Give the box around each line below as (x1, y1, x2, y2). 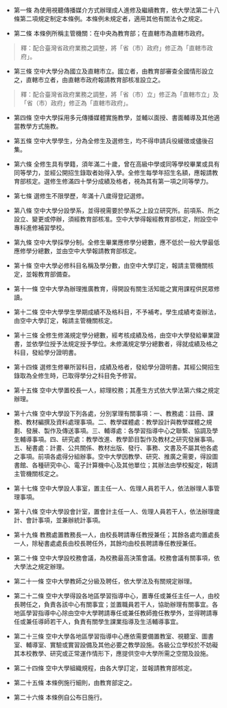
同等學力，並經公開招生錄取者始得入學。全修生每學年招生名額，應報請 (13, 169, 213, 177)
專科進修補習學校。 (13, 224, 69, 232)
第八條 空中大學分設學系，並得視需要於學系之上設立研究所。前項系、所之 (13, 206, 220, 215)
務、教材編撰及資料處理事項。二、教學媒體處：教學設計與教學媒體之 (13, 418, 206, 426)
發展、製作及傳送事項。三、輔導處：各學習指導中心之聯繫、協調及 (25, 427, 213, 435)
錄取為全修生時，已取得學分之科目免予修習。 (13, 372, 141, 380)
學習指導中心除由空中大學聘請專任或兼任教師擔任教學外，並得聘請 (25, 609, 213, 617)
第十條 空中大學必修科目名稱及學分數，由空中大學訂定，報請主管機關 (13, 261, 208, 270)
